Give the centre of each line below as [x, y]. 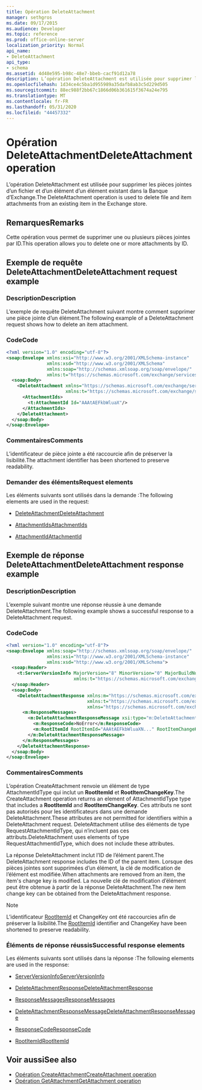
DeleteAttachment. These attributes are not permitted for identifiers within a [99, 818]
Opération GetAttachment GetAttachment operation [78, 1080]
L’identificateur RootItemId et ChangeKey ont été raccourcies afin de [91, 917]
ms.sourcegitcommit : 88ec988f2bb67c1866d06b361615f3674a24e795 [87, 90]
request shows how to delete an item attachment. [67, 324]
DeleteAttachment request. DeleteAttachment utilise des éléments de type [98, 824]
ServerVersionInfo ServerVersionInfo [60, 976]
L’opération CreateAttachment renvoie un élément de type [78, 785]
